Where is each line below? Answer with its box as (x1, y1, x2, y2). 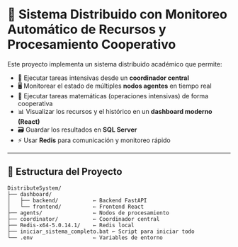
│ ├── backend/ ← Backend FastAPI (7, 197, 147, 204)
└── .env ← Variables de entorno (7, 234, 163, 241)
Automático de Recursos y (7, 21, 166, 38)
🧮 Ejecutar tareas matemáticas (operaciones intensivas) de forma (17, 91, 209, 100)
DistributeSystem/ (7, 184, 62, 192)
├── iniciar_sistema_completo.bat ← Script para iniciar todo (7, 228, 195, 235)
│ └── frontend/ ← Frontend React (7, 203, 144, 210)
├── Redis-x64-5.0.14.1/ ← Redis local (7, 222, 135, 229)
